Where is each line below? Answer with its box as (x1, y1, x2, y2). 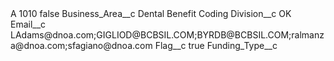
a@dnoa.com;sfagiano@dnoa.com (10, 40, 153, 51)
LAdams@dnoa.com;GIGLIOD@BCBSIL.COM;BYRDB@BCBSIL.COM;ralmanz (10, 29, 325, 41)
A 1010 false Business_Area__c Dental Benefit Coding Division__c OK (10, 8, 292, 19)
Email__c (10, 18, 47, 30)
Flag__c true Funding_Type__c (154, 40, 278, 51)
